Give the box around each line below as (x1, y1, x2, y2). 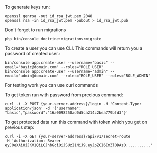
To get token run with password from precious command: (5, 92, 123, 98)
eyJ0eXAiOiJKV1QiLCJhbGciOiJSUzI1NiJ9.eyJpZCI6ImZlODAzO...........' (5, 143, 153, 148)
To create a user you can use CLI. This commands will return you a (5, 45, 143, 51)
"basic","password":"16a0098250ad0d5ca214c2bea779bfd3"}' (5, 110, 128, 115)
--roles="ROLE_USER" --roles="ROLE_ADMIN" (60, 73, 151, 78)
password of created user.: (5, 51, 61, 56)
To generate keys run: (5, 4, 50, 10)
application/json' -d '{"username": (5, 106, 81, 111)
